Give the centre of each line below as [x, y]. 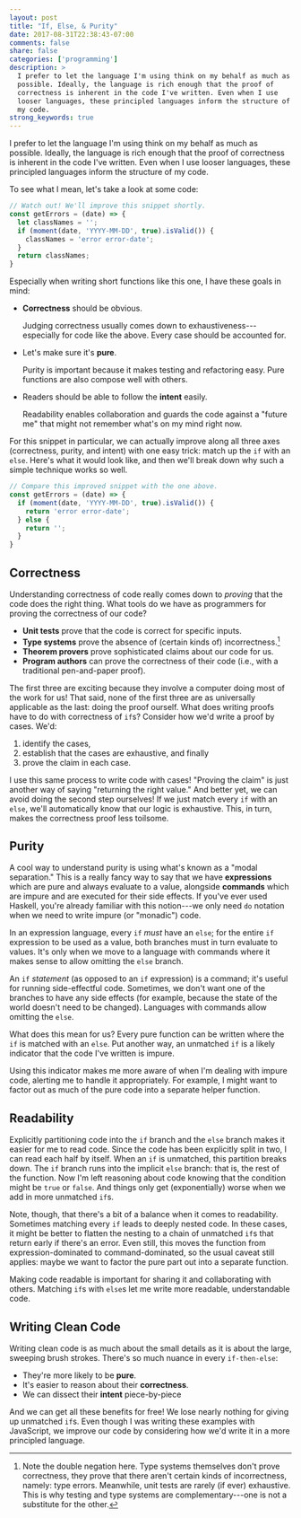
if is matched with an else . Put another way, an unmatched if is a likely [142, 1044]
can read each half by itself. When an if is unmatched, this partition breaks [148, 1159]
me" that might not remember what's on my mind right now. [132, 424]
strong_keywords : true [52, 118]
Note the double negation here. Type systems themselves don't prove [151, 1466]
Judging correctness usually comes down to [104, 326]
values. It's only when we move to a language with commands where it [140, 952]
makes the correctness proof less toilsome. [89, 818]
